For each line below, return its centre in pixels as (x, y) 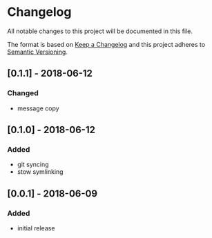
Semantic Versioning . (37, 52)
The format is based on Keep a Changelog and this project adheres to (106, 44)
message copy (38, 108)
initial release (36, 228)
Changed (23, 93)
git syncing (33, 165)
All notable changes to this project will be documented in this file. (100, 31)
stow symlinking (40, 172)
